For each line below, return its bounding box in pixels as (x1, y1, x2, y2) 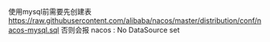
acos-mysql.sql (8, 25, 59, 34)
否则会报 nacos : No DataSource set (60, 25, 180, 34)
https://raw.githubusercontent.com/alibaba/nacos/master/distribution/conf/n (8, 16, 262, 25)
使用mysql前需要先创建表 (8, 7, 92, 16)
